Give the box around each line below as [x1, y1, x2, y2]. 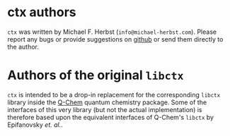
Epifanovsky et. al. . [7, 120, 64, 129]
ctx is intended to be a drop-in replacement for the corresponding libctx [7, 90, 221, 99]
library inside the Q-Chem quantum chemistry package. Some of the [7, 98, 207, 106]
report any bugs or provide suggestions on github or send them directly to [7, 35, 224, 43]
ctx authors [7, 4, 76, 20]
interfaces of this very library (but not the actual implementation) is [7, 105, 202, 113]
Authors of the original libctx [7, 68, 184, 83]
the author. [7, 42, 39, 51]
